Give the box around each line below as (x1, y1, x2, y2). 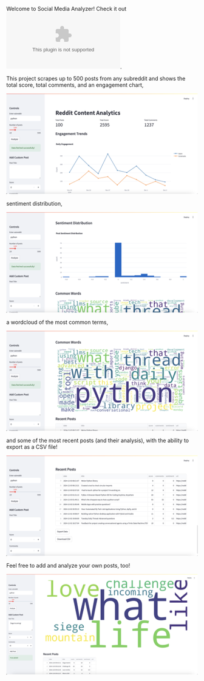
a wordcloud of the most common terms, (6, 318, 108, 326)
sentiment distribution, (6, 200, 63, 207)
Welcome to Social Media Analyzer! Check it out (6, 5, 127, 12)
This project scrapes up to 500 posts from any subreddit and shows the (6, 75, 186, 82)
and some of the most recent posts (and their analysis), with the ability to (6, 437, 189, 444)
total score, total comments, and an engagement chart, (6, 81, 144, 89)
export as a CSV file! (6, 443, 58, 451)
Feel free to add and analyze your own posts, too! (6, 562, 131, 569)
